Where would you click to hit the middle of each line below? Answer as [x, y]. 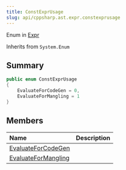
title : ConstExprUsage [35, 12]
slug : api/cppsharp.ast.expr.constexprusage [63, 18]
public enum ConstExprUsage [42, 79]
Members [25, 121]
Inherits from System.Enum [38, 47]
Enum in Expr [23, 34]
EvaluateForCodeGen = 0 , [48, 91]
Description [93, 138]
